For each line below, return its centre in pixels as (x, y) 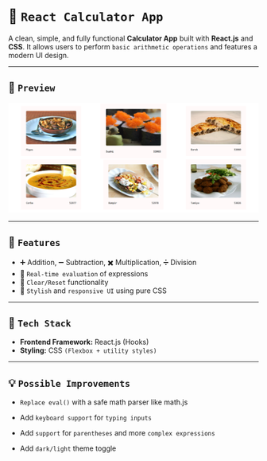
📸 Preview (32, 88)
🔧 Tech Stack (40, 323)
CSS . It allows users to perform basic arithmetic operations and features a (133, 46)
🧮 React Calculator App (86, 16)
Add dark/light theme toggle (68, 448)
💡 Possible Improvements (70, 383)
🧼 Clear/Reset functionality (64, 282)
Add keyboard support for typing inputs (86, 418)
